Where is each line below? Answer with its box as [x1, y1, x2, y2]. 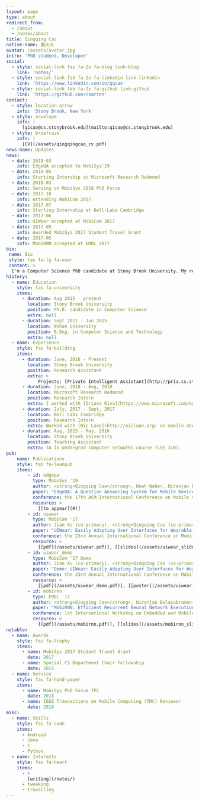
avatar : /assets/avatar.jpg [6, 47, 76, 53]
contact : [6, 97, 28, 103]
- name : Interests [11, 754, 57, 760]
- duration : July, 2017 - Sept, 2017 [21, 406, 115, 412]
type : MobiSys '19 [32, 478, 78, 484]
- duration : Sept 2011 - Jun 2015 [21, 318, 108, 324]
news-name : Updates [6, 147, 54, 153]
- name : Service [11, 671, 52, 677]
